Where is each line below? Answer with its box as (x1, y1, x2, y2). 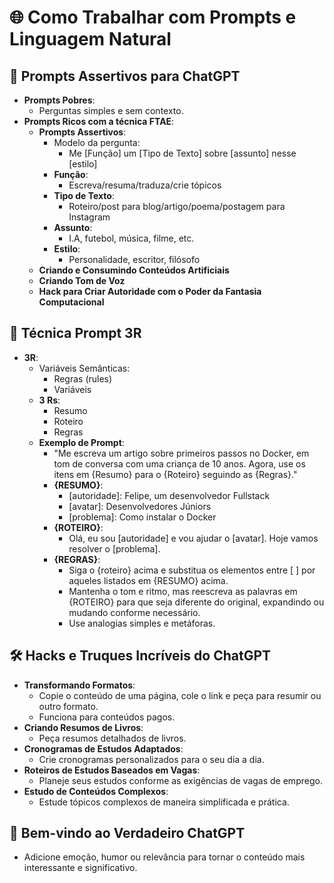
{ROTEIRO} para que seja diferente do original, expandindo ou (68, 596, 325, 608)
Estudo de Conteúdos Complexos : (23, 785, 169, 797)
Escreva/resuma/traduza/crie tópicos (68, 179, 222, 191)
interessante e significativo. (23, 862, 138, 874)
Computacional (38, 296, 105, 308)
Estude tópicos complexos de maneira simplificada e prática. (38, 796, 290, 808)
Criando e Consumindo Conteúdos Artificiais (38, 264, 230, 276)
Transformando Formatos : (23, 679, 136, 691)
